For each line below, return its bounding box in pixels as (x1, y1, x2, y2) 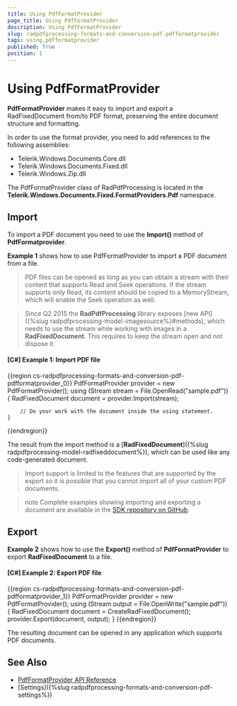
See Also (7, 656, 47, 668)
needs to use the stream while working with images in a (24, 324, 187, 332)
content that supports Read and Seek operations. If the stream (24, 280, 207, 288)
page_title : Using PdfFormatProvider (7, 17, 119, 24)
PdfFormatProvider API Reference (17, 675, 117, 684)
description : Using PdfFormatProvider (7, 23, 122, 31)
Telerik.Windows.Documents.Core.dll (17, 154, 126, 163)
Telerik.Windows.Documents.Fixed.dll (17, 161, 128, 170)
